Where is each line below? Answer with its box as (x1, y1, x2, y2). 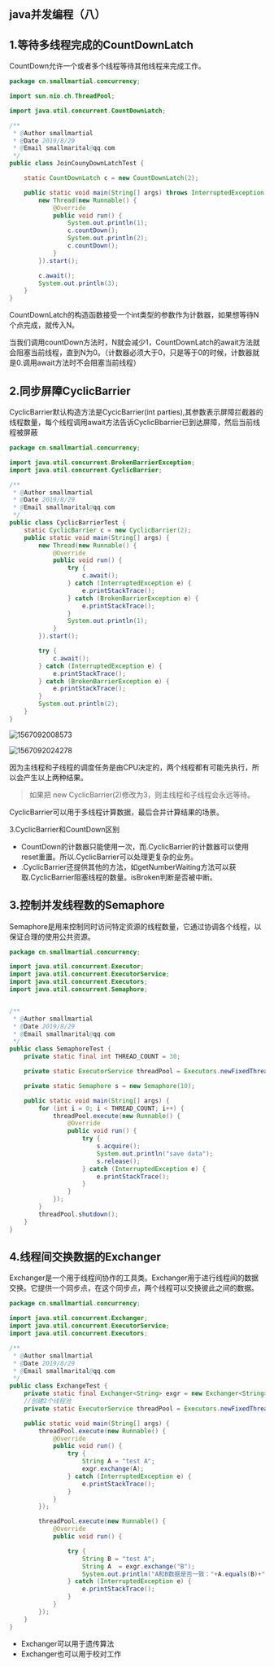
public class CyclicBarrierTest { (9, 519, 127, 527)
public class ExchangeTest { (9, 1382, 108, 1390)
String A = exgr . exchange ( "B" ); (81, 1562, 196, 1570)
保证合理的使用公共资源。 (9, 932, 95, 941)
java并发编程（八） (9, 7, 107, 22)
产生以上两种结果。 (23, 772, 88, 782)
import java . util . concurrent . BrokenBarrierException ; (9, 458, 196, 467)
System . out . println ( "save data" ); (96, 1149, 214, 1158)
